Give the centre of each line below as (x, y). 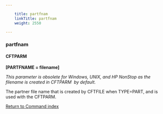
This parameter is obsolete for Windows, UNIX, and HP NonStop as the (78, 77)
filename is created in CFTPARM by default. (51, 82)
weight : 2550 (28, 23)
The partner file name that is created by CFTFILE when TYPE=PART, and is (82, 91)
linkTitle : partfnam (36, 18)
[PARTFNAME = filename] (33, 67)
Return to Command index (32, 106)
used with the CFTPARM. (31, 97)
